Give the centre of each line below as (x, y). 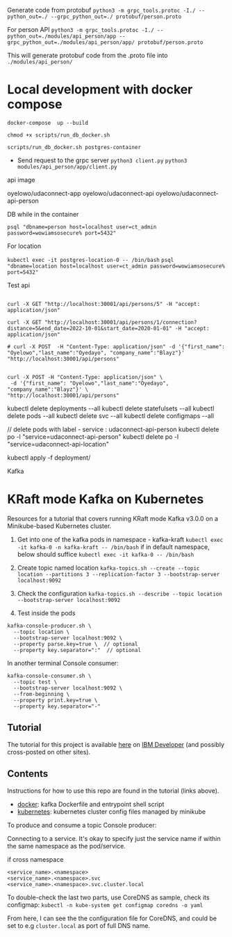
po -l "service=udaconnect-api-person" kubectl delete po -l (93, 436)
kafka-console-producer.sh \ (49, 626)
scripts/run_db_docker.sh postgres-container (74, 147)
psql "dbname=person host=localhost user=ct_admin (82, 227)
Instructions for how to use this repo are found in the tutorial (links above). (113, 791)
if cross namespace (35, 859)
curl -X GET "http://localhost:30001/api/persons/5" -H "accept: (103, 304)
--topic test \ (35, 682)
